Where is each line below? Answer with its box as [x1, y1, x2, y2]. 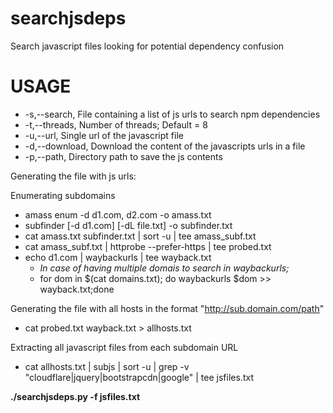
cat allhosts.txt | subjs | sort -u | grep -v [24, 360, 190, 372]
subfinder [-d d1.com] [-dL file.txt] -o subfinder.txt [24, 219, 233, 231]
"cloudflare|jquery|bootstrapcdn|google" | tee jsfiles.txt [24, 371, 254, 383]
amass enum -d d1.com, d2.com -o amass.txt [24, 208, 212, 221]
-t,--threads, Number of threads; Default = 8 [24, 118, 208, 131]
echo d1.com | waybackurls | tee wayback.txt [24, 251, 212, 263]
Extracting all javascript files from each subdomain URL [10, 341, 239, 353]
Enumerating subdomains [10, 189, 116, 201]
